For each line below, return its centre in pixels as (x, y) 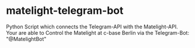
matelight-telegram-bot (65, 11)
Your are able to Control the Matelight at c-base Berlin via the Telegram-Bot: (98, 32)
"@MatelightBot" (26, 39)
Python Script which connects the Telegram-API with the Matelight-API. (92, 27)
